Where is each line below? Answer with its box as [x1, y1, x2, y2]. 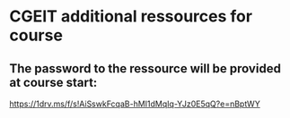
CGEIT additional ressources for [9, 6, 253, 27]
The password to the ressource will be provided [9, 61, 281, 76]
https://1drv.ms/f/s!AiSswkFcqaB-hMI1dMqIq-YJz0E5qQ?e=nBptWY [9, 98, 260, 109]
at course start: [9, 74, 98, 90]
